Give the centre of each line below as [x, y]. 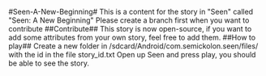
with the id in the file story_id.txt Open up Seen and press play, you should [132, 55]
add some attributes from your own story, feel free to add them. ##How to [132, 37]
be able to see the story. [49, 63]
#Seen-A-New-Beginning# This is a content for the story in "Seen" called [131, 12]
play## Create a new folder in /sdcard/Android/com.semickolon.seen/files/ [133, 46]
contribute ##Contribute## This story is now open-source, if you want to [130, 29]
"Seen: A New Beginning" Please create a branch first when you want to [129, 20]
